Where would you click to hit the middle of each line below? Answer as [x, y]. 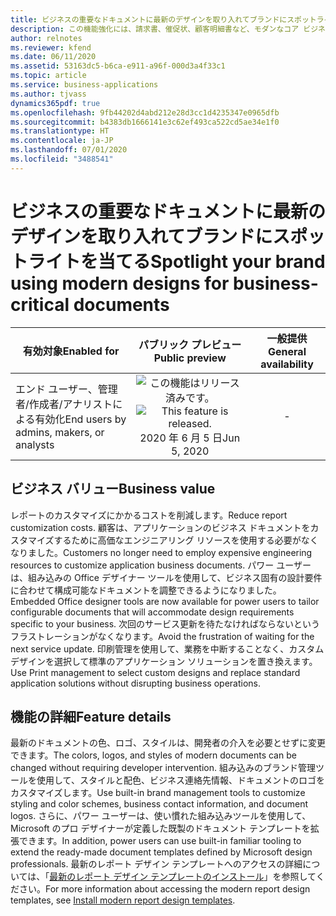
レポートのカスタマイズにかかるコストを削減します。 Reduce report [149, 515]
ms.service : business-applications [84, 85]
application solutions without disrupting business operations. [136, 683]
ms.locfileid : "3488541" [62, 159]
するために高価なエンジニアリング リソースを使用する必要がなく [186, 540]
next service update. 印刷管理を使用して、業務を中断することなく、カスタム [167, 648]
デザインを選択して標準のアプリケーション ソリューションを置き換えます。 [164, 661]
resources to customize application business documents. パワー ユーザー [161, 565]
